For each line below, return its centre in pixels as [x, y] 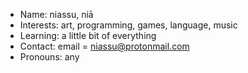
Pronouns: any [49, 57]
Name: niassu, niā [56, 14]
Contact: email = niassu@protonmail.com [104, 46]
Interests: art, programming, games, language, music [128, 25]
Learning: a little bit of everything [88, 35]
